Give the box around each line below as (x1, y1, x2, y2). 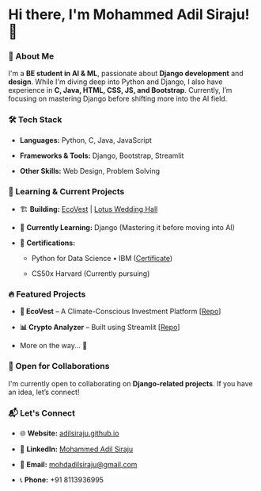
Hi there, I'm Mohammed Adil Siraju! (8, 6, 251, 24)
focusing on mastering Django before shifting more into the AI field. (8, 94, 228, 104)
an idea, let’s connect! (8, 387, 80, 397)
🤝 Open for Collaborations (8, 361, 110, 372)
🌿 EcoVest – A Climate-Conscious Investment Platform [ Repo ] (19, 307, 221, 316)
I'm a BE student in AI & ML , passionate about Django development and (8, 69, 244, 79)
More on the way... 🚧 (19, 341, 88, 351)
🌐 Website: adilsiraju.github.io (19, 428, 119, 438)
